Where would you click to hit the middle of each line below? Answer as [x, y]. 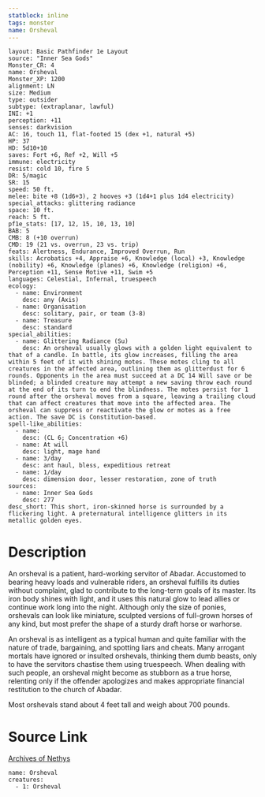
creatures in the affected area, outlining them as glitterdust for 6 [127, 369]
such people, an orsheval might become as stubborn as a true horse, [120, 673]
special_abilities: [40, 335]
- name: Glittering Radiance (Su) [72, 341]
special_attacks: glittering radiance [72, 203]
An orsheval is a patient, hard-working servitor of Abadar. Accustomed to [127, 574]
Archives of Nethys [39, 758]
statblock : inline [38, 15]
